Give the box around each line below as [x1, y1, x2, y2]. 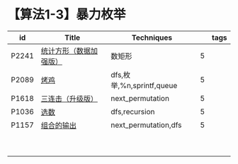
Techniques [131, 33, 172, 43]
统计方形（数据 [40, 45, 91, 55]
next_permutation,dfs [110, 120, 182, 130]
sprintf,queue [132, 80, 178, 90]
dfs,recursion [110, 106, 155, 116]
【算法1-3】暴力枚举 [7, 6, 126, 23]
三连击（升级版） [40, 94, 98, 104]
